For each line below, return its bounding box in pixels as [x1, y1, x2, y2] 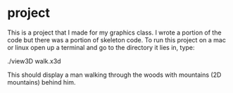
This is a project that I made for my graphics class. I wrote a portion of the [7, 28, 222, 37]
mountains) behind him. [7, 77, 76, 86]
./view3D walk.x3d [7, 56, 61, 65]
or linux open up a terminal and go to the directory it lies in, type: [7, 43, 195, 51]
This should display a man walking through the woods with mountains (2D [7, 70, 222, 79]
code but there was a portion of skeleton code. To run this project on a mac [7, 35, 227, 44]
